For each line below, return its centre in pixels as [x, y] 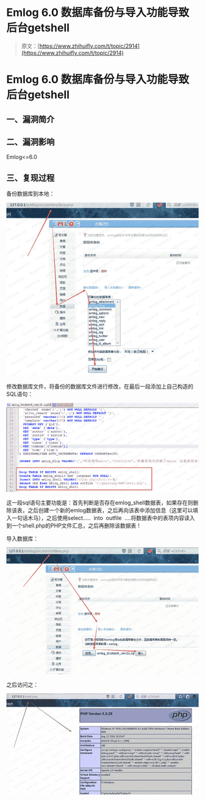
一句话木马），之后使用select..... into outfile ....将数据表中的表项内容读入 [103, 518]
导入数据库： [22, 538]
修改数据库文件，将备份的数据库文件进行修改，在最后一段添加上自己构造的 [100, 387]
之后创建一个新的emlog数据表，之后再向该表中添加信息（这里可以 [110, 510]
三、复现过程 [31, 178]
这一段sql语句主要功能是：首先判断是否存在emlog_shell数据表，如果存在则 [100, 503]
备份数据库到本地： [31, 194]
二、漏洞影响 [31, 142]
